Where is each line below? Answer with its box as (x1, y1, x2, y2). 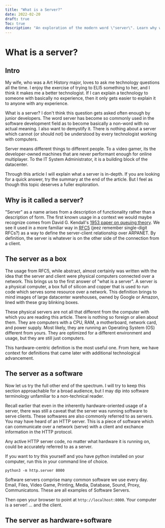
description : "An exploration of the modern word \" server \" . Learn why (5, 26, 157, 31)
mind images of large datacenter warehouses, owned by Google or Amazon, (5, 294, 160, 300)
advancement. (5, 355, 34, 361)
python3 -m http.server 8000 (5, 468, 65, 473)
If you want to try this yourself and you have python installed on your (5, 453, 144, 459)
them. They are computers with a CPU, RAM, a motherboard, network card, (5, 319, 157, 325)
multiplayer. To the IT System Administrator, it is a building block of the (5, 156, 148, 162)
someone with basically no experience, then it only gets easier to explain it (5, 95, 156, 101)
